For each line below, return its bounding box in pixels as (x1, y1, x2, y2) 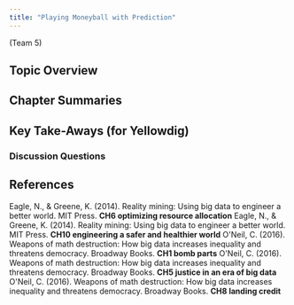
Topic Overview (9, 63, 98, 78)
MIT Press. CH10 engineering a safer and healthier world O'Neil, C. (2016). (9, 229, 286, 239)
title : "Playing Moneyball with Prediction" (9, 12, 176, 22)
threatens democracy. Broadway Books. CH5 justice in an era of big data (9, 267, 277, 278)
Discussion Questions (9, 150, 106, 162)
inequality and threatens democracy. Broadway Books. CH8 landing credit (9, 285, 282, 296)
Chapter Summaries (9, 93, 122, 108)
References (9, 177, 74, 192)
